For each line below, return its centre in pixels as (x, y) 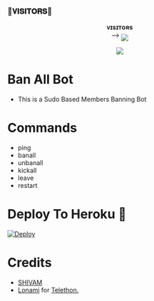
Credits (30, 263)
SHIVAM (30, 282)
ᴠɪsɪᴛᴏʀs (120, 27)
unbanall (30, 163)
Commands (42, 128)
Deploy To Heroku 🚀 (67, 215)
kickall (27, 171)
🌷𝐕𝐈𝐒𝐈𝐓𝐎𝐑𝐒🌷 (30, 11)
